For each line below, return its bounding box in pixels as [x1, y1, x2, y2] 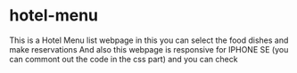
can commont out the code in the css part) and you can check [9, 53, 238, 64]
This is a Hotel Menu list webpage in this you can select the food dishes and [9, 35, 289, 45]
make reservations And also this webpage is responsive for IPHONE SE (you [9, 44, 289, 54]
